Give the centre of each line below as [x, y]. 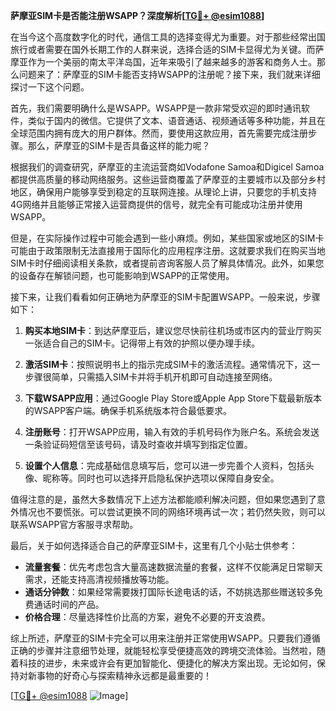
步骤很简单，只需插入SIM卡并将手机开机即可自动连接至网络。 [151, 377]
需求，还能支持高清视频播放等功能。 [99, 579]
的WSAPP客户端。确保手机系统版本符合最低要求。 [128, 410]
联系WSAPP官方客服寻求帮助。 [74, 524]
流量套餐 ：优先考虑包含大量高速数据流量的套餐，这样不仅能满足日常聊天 [173, 567]
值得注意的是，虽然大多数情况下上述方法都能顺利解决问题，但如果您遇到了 [163, 499]
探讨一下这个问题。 [50, 87]
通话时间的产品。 [69, 604]
